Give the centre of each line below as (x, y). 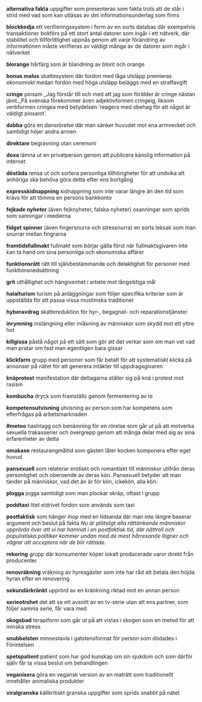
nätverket (18, 53)
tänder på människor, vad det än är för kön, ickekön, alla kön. (82, 481)
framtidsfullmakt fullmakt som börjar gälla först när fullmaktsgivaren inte (97, 245)
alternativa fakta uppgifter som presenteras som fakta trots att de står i (95, 9)
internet (16, 161)
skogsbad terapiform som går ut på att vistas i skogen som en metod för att (100, 620)
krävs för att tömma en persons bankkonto (59, 198)
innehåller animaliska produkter (45, 681)
